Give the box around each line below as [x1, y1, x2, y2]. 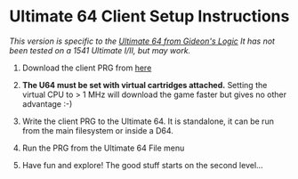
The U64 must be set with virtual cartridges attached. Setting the [21, 79, 268, 90]
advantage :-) [21, 98, 73, 109]
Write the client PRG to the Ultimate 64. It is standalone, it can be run [21, 116, 274, 126]
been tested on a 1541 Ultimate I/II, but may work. [9, 45, 191, 55]
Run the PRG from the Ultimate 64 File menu [21, 142, 185, 153]
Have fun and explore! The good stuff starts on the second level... [21, 159, 264, 170]
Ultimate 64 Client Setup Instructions [9, 6, 290, 27]
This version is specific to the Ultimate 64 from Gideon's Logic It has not [9, 36, 276, 46]
